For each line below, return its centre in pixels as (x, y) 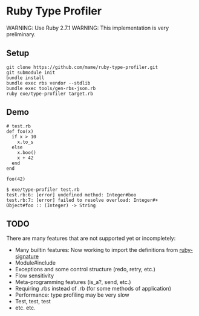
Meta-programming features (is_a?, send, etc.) (73, 282)
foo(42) (16, 179)
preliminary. (21, 34)
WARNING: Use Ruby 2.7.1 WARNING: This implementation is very (88, 28)
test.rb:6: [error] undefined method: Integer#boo (71, 195)
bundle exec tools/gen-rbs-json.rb (51, 88)
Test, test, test (33, 301)
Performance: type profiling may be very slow (72, 295)
